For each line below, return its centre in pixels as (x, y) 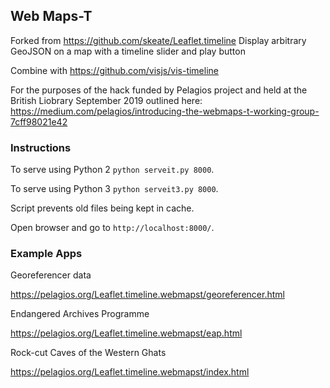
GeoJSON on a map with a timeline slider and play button (128, 51)
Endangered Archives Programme (80, 314)
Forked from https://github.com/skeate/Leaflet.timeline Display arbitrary (158, 40)
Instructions (41, 147)
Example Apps (46, 254)
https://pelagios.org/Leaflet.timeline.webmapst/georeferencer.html (147, 295)
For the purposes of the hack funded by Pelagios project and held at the (159, 90)
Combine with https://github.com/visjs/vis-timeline (114, 70)
